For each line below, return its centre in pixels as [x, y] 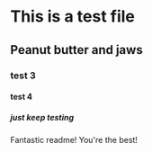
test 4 [22, 97]
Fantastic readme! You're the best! [74, 140]
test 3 [23, 76]
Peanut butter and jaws [76, 50]
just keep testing [42, 117]
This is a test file [73, 17]
